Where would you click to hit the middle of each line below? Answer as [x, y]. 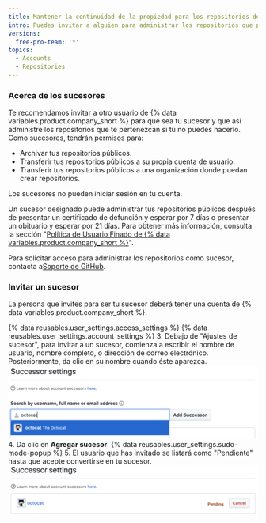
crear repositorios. [50, 179]
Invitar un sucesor [44, 287]
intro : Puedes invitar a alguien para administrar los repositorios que [131, 25]
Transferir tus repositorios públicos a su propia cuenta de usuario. [127, 161]
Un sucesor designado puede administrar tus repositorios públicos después [132, 209]
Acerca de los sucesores [57, 95]
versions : [25, 33]
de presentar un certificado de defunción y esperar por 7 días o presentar [129, 218]
